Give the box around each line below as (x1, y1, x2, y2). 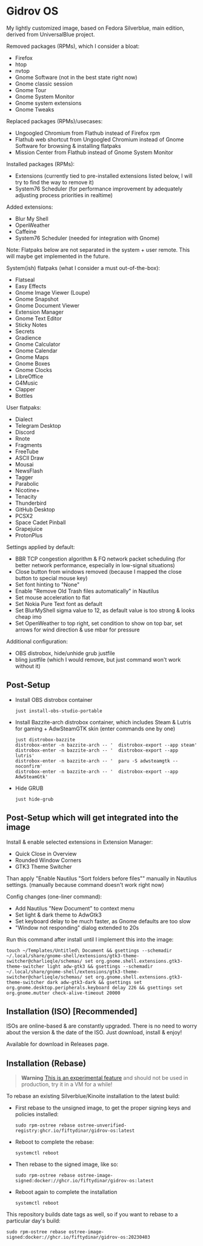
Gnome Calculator (15, 340, 61, 348)
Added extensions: (6, 203, 53, 210)
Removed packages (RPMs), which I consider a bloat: (6, 42, 140, 50)
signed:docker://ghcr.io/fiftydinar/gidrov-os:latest (15, 1178, 154, 1184)
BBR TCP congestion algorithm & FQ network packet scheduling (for (15, 555, 186, 562)
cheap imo (15, 613, 42, 620)
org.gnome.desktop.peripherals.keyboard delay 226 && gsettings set (6, 985, 183, 991)
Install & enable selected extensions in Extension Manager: (6, 838, 153, 846)
